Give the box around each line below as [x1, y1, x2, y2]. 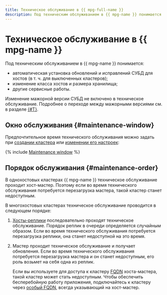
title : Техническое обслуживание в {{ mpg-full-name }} [5, 7, 124, 12]
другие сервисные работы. [12, 86, 71, 92]
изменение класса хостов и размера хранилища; [12, 81, 118, 87]
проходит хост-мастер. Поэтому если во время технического [5, 182, 137, 188]
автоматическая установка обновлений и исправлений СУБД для [12, 70, 153, 76]
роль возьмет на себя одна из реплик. [12, 259, 95, 265]
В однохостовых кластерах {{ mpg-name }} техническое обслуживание [5, 177, 158, 183]
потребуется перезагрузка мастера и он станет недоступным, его [12, 254, 155, 260]
